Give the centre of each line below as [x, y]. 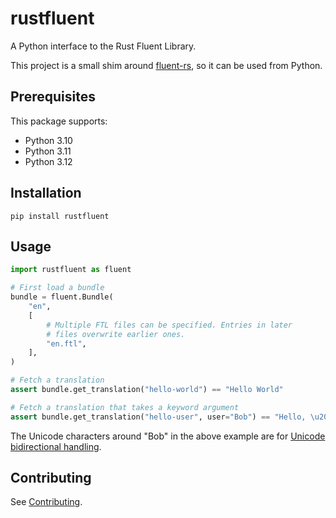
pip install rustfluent [60, 216]
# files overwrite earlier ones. [116, 334]
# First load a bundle [57, 288]
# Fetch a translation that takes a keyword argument [125, 407]
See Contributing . [46, 502]
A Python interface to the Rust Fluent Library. [103, 46]
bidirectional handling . [56, 446]
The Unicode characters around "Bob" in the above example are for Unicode [168, 436]
